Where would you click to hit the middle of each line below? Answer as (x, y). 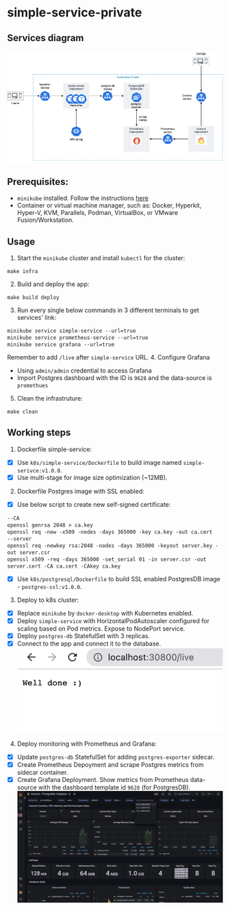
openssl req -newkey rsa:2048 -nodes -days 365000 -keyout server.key (110, 546)
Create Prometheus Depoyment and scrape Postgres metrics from (110, 764)
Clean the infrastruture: (50, 398)
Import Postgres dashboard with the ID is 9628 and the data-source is (114, 377)
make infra (23, 271)
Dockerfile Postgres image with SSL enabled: (81, 491)
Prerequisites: (38, 182)
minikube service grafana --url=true (61, 344)
